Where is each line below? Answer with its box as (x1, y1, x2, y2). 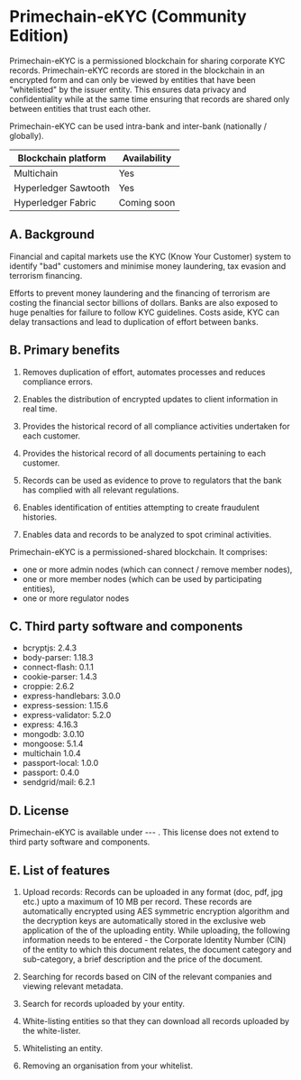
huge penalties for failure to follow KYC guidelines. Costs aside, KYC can (9, 307, 279, 318)
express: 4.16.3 (22, 719, 78, 730)
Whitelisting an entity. (22, 1043, 104, 1053)
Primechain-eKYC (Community (9, 6, 247, 27)
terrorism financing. (9, 270, 83, 281)
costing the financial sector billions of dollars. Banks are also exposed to (9, 297, 278, 308)
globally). (9, 130, 44, 141)
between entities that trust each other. (9, 103, 151, 114)
